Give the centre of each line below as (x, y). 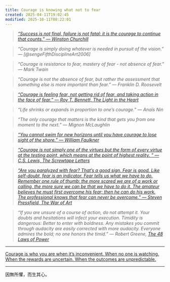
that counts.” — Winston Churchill (53, 39)
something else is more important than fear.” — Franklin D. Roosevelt (90, 85)
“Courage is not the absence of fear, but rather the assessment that (89, 79)
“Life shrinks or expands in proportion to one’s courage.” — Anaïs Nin (90, 110)
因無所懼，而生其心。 (27, 274)
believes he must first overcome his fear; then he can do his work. (87, 192)
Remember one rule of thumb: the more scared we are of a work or (88, 181)
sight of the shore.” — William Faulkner (58, 140)
